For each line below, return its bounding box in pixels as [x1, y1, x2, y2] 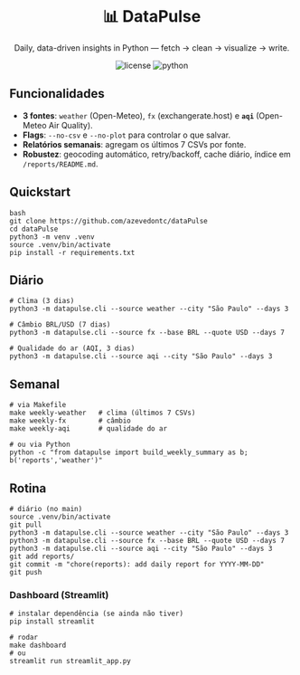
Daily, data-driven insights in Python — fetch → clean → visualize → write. [14, 42, 290, 53]
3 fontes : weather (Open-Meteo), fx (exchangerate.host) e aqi [22, 109, 255, 121]
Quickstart [9, 185, 71, 200]
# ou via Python [9, 440, 70, 450]
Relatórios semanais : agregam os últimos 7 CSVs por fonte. [22, 138, 247, 149]
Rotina [9, 480, 47, 496]
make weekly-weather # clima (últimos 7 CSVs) [9, 408, 196, 418]
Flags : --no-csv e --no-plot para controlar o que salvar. [22, 129, 231, 140]
